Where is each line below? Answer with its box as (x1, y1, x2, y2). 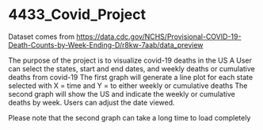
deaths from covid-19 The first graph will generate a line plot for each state (8, 72, 253, 82)
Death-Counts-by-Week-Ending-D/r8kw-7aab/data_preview (8, 40, 204, 49)
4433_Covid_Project (8, 6, 147, 24)
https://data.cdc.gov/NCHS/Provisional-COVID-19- (76, 32, 242, 41)
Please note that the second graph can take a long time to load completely (8, 113, 251, 122)
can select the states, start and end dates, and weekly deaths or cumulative (8, 63, 255, 73)
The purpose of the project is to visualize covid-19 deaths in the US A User (8, 55, 252, 65)
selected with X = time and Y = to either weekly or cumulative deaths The (8, 81, 248, 90)
